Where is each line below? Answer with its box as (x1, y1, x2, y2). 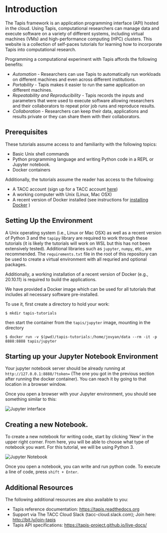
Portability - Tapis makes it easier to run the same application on (12, 81, 145, 88)
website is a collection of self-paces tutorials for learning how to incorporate (5, 41, 163, 47)
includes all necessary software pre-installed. (5, 291, 99, 297)
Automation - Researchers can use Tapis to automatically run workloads (12, 71, 161, 77)
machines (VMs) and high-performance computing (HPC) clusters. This (5, 36, 152, 42)
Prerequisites (5, 128, 48, 137)
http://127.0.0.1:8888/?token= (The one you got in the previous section (5, 370, 155, 377)
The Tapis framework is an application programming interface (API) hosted (5, 20, 159, 26)
